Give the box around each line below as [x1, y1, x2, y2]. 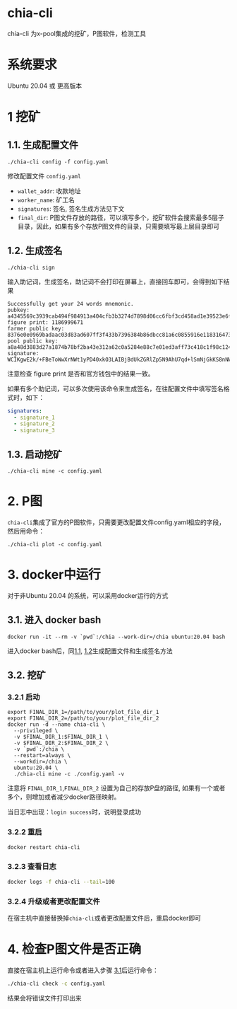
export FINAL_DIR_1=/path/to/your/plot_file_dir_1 [7, 709, 159, 716]
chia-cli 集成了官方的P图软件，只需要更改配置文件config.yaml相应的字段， [7, 518, 226, 526]
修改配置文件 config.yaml [7, 171, 81, 180]
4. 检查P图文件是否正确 [7, 941, 142, 957]
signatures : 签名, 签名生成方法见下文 [17, 204, 125, 213]
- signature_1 [13, 414, 55, 421]
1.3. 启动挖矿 [7, 448, 63, 461]
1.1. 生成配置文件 [7, 139, 79, 151]
